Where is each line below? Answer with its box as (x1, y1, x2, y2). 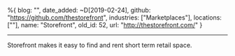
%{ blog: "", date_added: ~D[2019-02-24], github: (7, 6, 151, 14)
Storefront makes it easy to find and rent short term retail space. (7, 41, 192, 49)
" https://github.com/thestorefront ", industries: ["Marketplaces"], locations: (7, 13, 222, 22)
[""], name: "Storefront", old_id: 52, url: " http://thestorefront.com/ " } (7, 21, 203, 29)
